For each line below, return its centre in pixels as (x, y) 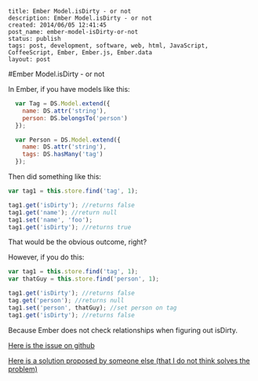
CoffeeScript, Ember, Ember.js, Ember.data (80, 53)
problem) (23, 368)
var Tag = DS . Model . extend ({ (63, 104)
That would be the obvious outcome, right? (78, 242)
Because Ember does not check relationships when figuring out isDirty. (123, 330)
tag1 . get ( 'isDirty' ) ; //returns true (70, 227)
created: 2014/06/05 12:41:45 (58, 25)
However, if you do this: (46, 257)
